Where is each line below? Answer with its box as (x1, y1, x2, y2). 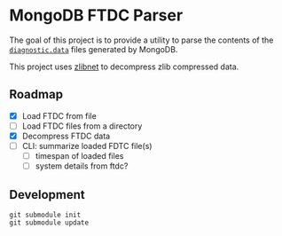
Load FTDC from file (21, 110, 98, 121)
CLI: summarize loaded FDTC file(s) (21, 140, 153, 151)
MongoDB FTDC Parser (9, 5, 184, 26)
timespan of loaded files (35, 151, 124, 161)
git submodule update (9, 218, 90, 227)
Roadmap (9, 87, 64, 102)
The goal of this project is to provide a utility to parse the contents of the (9, 35, 274, 45)
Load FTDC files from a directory (21, 121, 143, 131)
